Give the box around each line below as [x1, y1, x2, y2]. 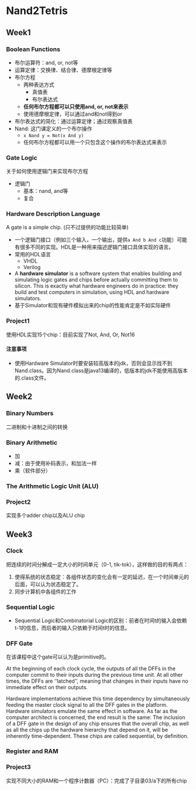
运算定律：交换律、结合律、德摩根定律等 [14, 66, 112, 73]
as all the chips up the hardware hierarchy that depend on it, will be [6, 726, 169, 734]
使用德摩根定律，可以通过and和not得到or [23, 110, 123, 117]
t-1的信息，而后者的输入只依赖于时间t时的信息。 [14, 625, 130, 632]
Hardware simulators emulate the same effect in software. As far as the [6, 708, 178, 715]
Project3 [6, 763, 31, 771]
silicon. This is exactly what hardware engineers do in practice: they [14, 283, 178, 290]
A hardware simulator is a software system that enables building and [14, 270, 182, 277]
